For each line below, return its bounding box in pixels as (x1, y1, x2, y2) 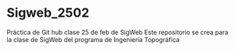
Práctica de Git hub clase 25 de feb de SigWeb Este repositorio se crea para (6, 28, 229, 36)
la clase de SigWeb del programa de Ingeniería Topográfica (6, 35, 180, 43)
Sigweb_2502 (6, 5, 90, 21)
